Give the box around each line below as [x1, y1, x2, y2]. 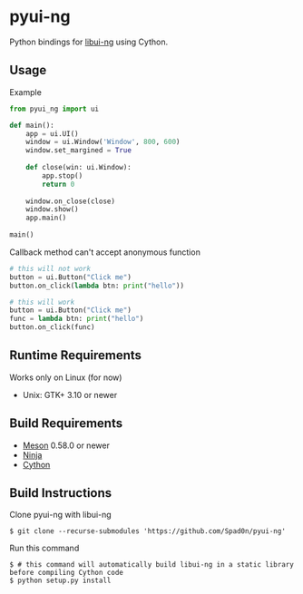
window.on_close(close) [25, 197, 116, 206]
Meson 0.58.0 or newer [22, 440, 111, 451]
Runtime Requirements [9, 347, 142, 364]
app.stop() [42, 170, 83, 180]
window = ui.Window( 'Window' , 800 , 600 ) [25, 138, 181, 147]
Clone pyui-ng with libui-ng [9, 510, 112, 521]
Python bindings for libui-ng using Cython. [9, 36, 169, 47]
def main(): [9, 121, 54, 130]
